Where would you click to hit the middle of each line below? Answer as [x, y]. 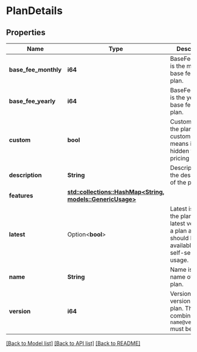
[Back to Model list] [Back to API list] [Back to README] [73, 343]
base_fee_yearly [32, 101]
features [21, 196]
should [179, 238]
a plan [178, 231]
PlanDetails [34, 11]
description [26, 175]
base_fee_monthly [35, 70]
